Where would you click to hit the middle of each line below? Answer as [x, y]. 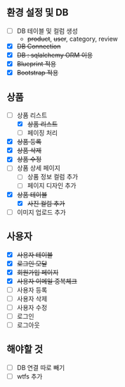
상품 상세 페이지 [38, 168]
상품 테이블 [32, 195]
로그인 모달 [32, 263]
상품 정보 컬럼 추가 [53, 177]
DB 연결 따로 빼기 [41, 367]
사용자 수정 [32, 307]
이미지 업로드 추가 [41, 212]
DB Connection [39, 46]
